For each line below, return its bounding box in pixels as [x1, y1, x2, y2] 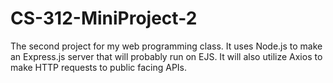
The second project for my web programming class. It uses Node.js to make [10, 40, 323, 52]
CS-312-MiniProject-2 [10, 7, 198, 30]
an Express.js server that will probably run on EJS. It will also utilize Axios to [10, 50, 323, 62]
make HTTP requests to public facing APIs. [10, 61, 188, 73]
